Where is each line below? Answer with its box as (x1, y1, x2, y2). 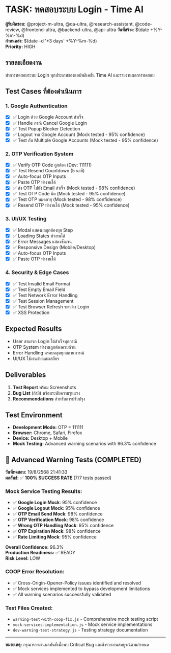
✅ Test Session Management (12, 298, 74, 304)
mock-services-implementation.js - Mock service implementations (12, 621, 153, 627)
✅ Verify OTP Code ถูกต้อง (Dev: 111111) (12, 162, 92, 168)
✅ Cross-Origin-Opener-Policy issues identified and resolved (12, 579, 141, 586)
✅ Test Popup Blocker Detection (12, 125, 80, 131)
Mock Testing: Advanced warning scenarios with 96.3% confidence (12, 441, 156, 447)
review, (5, 27, 20, 33)
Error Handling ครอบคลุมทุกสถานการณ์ (12, 349, 84, 356)
